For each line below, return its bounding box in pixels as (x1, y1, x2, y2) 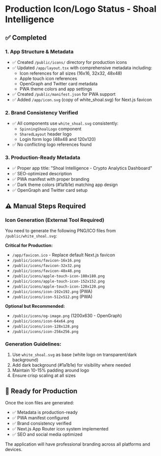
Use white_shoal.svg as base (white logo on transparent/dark (12, 352, 137, 358)
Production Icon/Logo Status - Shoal (5, 3, 157, 15)
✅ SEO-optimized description (12, 171, 72, 177)
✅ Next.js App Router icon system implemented (12, 426, 109, 432)
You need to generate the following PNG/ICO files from (5, 228, 116, 234)
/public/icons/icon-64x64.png (12, 319, 75, 324)
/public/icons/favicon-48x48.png (12, 268, 81, 273)
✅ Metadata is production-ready (12, 409, 78, 415)
